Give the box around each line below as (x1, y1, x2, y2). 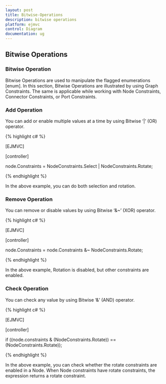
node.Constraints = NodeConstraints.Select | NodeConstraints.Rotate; (5, 163, 153, 169)
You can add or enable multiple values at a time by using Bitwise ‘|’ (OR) (5, 118, 157, 124)
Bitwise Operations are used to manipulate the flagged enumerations (5, 77, 151, 83)
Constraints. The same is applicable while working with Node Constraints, (5, 88, 161, 94)
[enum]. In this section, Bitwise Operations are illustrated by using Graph (5, 82, 158, 89)
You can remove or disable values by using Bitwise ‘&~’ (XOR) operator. (5, 207, 156, 214)
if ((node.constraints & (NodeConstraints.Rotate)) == (5, 336, 116, 343)
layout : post (5, 7, 33, 13)
